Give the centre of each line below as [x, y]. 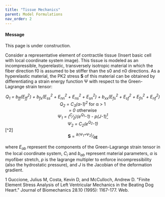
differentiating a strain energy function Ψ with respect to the [66, 81]
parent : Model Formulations [34, 14]
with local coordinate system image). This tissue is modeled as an [72, 60]
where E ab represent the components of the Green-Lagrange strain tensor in [83, 147]
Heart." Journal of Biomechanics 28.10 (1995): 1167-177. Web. [67, 190]
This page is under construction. [38, 45]
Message [15, 34]
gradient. [14, 170]
